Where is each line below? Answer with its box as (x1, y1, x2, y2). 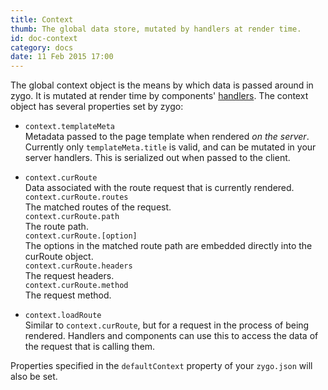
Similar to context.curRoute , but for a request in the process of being (24, 319, 310, 331)
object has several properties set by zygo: (10, 101, 184, 113)
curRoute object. (24, 251, 94, 263)
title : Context (10, 14, 74, 25)
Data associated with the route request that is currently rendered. (24, 182, 295, 194)
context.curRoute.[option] (24, 231, 138, 241)
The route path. (24, 221, 89, 233)
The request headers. (24, 270, 115, 282)
